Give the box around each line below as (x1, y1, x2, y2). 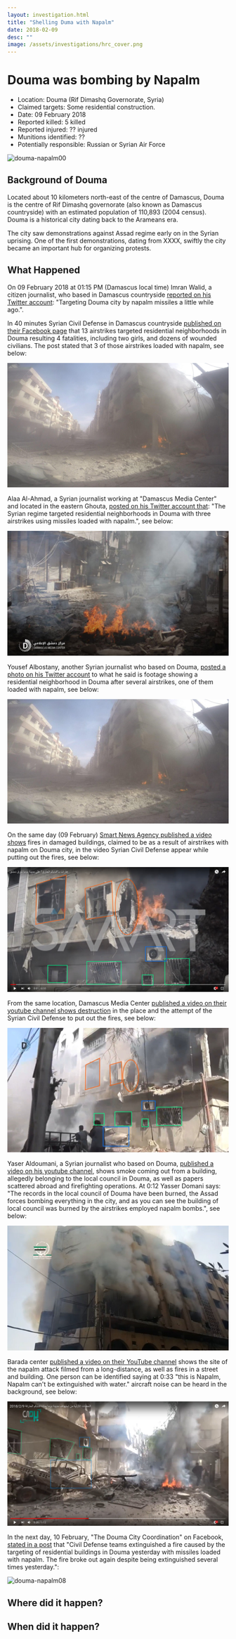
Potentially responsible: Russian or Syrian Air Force (17, 141, 166, 149)
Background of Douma (7, 174, 107, 186)
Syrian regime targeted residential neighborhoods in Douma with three (7, 510, 211, 518)
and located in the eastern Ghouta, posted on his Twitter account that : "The (7, 502, 226, 510)
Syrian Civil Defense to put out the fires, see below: (7, 1013, 156, 1022)
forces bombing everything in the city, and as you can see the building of (7, 1197, 219, 1205)
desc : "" (7, 34, 33, 41)
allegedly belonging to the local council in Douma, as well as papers (7, 1174, 204, 1183)
